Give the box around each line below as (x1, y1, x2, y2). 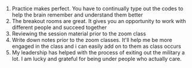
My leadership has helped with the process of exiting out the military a (11, 49, 185, 56)
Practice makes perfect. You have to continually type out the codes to (11, 5, 184, 12)
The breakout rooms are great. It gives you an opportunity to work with (11, 18, 186, 24)
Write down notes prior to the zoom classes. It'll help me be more (11, 37, 172, 43)
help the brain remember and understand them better (11, 11, 143, 18)
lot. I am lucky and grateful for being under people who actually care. (11, 56, 182, 62)
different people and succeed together (11, 24, 107, 31)
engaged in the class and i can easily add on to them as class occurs (11, 43, 181, 50)
